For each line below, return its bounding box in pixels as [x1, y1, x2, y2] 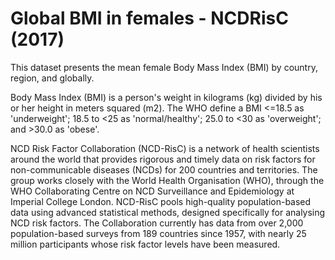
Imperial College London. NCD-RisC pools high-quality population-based [10, 195, 312, 207]
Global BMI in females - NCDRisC [10, 7, 289, 30]
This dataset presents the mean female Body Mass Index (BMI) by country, [10, 61, 318, 73]
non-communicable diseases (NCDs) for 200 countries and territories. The [10, 163, 318, 176]
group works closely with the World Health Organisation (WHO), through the [10, 174, 325, 186]
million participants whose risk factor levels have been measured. [10, 238, 281, 250]
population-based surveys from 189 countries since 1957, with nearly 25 [10, 227, 307, 239]
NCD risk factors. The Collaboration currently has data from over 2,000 [10, 217, 304, 229]
